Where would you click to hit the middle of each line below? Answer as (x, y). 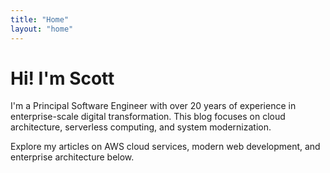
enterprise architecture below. (72, 157)
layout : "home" (42, 29)
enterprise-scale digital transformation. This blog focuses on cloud (148, 117)
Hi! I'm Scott (62, 78)
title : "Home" (40, 19)
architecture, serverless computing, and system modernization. (141, 127)
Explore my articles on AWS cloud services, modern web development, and (165, 147)
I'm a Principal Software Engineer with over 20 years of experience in (153, 106)
